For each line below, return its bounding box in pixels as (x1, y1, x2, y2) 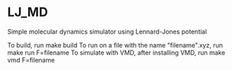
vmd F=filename (7, 55, 55, 64)
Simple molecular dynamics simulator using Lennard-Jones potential (7, 27, 207, 36)
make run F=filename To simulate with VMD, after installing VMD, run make (7, 48, 226, 57)
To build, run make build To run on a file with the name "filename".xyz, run (7, 41, 223, 49)
